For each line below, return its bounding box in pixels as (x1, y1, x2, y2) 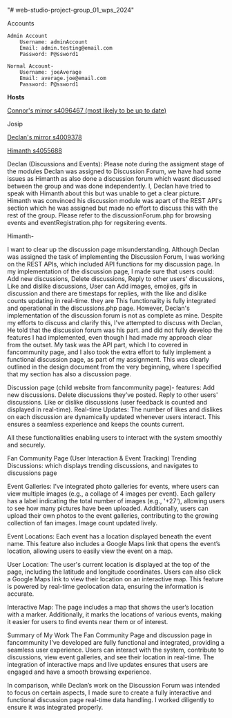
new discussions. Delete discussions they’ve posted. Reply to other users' (7, 391, 219, 399)
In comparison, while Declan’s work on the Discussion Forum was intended (7, 681, 220, 689)
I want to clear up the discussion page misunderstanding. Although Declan (7, 245, 220, 253)
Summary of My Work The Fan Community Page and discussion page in (7, 631, 213, 639)
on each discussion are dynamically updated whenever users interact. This (7, 413, 221, 420)
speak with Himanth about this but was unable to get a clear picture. (7, 189, 202, 197)
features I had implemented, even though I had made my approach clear (7, 333, 213, 341)
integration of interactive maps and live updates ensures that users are (7, 661, 209, 668)
